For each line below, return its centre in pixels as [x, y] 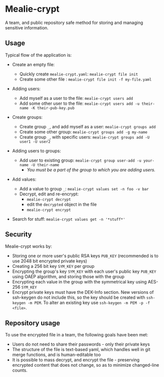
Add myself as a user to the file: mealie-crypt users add [76, 98]
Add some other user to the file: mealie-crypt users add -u [79, 103]
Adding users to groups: [36, 151]
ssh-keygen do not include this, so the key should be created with [79, 297]
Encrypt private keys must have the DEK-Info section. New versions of [83, 292]
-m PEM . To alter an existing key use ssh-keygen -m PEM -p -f [89, 303]
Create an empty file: [33, 64]
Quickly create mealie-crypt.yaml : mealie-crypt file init [79, 74]
